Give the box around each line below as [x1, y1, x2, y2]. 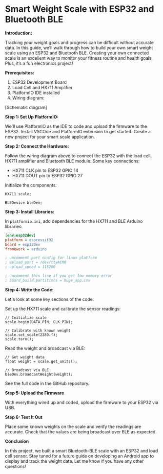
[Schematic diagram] [5, 104, 47, 110]
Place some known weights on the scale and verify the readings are [5, 424, 142, 429]
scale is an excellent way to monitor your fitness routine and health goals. [5, 55, 153, 61]
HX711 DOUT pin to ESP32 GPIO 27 [12, 172, 83, 178]
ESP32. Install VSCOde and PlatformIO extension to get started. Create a [5, 128, 151, 134]
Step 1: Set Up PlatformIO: [5, 114, 59, 119]
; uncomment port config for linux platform [5, 256, 97, 261]
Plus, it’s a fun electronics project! [5, 60, 73, 66]
